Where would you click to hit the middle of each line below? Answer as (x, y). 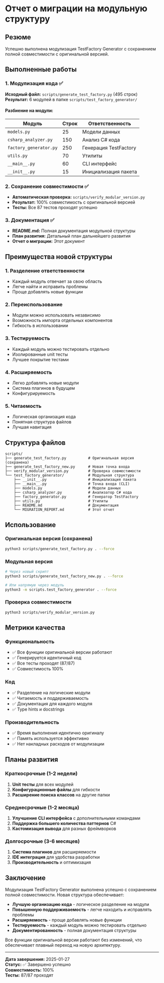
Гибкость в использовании (40, 326)
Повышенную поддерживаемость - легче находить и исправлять (82, 910)
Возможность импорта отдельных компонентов (62, 320)
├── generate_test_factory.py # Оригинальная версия (70, 458)
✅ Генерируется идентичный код (47, 658)
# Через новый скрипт (27, 572)
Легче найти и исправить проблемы (50, 287)
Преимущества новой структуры (59, 256)
